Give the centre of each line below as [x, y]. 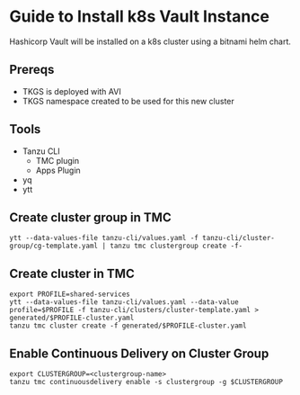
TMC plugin [57, 160]
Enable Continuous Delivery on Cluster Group [139, 353]
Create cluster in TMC [72, 273]
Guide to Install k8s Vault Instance [140, 17]
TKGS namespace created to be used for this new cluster [128, 101]
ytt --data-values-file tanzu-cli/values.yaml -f [104, 238]
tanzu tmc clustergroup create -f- [176, 246]
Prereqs [32, 70]
